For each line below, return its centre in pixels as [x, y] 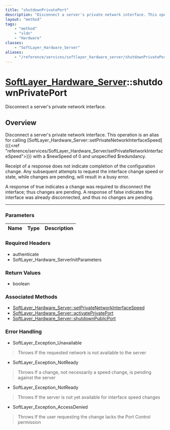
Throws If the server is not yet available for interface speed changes [89, 397]
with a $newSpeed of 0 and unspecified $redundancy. [90, 156]
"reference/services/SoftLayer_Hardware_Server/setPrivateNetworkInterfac [84, 151]
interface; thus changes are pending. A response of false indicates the [79, 192]
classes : [14, 43]
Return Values [23, 273]
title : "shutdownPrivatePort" [37, 10]
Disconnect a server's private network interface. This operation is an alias [82, 135]
